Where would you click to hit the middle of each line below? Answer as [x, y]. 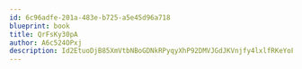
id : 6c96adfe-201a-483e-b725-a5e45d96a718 [90, 17]
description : [34, 51]
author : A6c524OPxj [46, 43]
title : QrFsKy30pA [44, 34]
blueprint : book [40, 26]
